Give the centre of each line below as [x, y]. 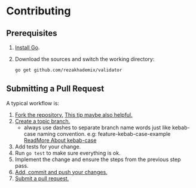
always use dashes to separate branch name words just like [97, 128]
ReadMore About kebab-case [60, 140]
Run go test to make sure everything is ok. [68, 153]
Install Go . [27, 47]
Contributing [39, 11]
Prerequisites [32, 33]
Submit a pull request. [42, 178]
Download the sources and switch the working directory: [85, 59]
